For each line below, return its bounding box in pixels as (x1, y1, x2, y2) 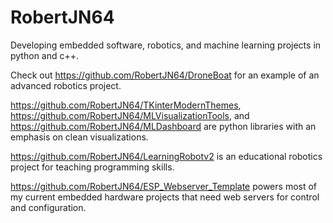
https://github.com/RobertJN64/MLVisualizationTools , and (10, 109, 250, 121)
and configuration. (10, 201, 87, 213)
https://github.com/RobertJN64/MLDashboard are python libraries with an (10, 120, 317, 132)
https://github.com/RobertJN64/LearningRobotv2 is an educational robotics (10, 150, 323, 162)
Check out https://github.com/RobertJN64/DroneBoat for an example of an (10, 69, 320, 81)
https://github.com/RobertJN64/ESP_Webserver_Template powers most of (10, 180, 318, 192)
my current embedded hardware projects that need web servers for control (10, 191, 320, 203)
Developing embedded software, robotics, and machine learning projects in (10, 39, 322, 51)
